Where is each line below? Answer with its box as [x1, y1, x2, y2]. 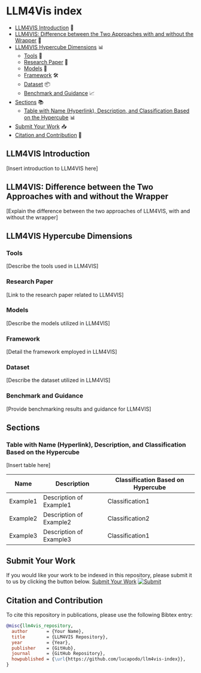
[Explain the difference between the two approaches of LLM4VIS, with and [6, 207, 190, 214]
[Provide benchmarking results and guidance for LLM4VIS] [6, 405, 151, 413]
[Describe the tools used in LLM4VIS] [6, 262, 99, 270]
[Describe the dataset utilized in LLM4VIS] [6, 377, 111, 384]
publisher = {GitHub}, [11, 645, 77, 651]
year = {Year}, [11, 639, 71, 645]
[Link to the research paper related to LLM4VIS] [6, 291, 124, 298]
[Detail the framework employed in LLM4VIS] [6, 348, 118, 356]
